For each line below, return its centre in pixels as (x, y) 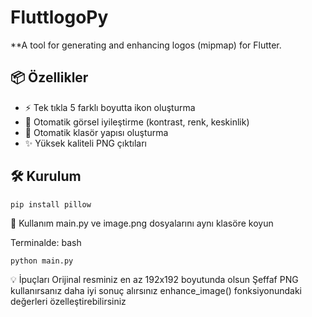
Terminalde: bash (46, 243)
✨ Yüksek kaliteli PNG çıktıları (85, 143)
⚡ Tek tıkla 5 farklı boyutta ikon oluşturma (110, 107)
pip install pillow (51, 204)
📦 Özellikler (49, 77)
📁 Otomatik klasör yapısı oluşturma (96, 132)
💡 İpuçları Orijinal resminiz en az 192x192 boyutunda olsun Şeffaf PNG (154, 280)
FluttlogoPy (59, 17)
